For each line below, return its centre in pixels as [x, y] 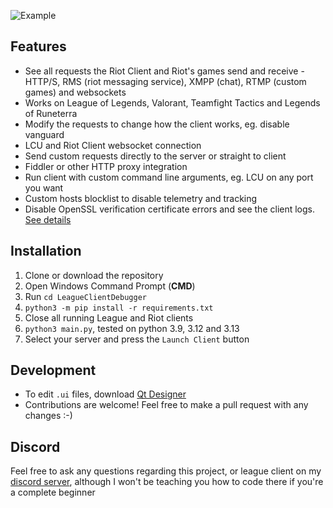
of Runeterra [51, 113]
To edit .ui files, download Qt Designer [105, 394]
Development [53, 370]
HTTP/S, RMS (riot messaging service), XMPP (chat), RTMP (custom [165, 81]
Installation [46, 251]
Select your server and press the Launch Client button [137, 339]
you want [44, 187]
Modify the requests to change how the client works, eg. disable [157, 124]
